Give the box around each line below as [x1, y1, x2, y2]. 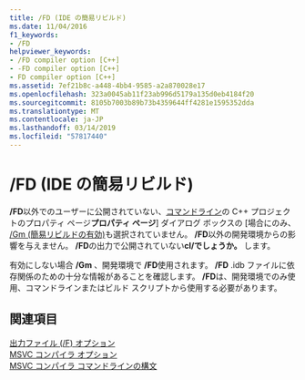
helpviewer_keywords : [9, 47, 92, 56]
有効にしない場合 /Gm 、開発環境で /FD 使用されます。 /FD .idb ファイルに [9, 259, 288, 270]
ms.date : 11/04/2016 [9, 22, 88, 31]
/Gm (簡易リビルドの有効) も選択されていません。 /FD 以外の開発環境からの [9, 229, 289, 240]
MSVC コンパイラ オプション [9, 348, 117, 360]
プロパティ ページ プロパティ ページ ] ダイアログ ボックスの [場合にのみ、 [25, 217, 296, 228]
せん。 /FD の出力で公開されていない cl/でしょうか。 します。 [48, 240, 276, 251]
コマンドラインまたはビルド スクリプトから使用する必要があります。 [25, 282, 282, 293]
